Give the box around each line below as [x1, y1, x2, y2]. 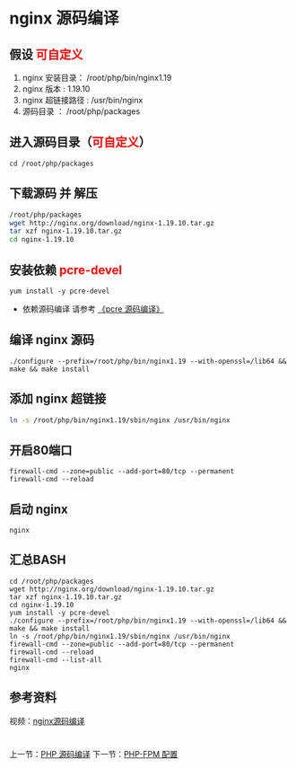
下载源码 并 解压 [9, 186, 98, 201]
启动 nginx [9, 501, 69, 516]
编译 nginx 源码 [9, 332, 95, 348]
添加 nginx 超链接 [9, 392, 107, 407]
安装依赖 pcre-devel [9, 262, 123, 278]
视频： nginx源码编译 [9, 715, 85, 726]
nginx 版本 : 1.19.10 [22, 84, 91, 94]
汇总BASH [9, 552, 66, 568]
